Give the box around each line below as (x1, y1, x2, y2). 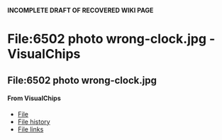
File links (17, 124, 44, 134)
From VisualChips (7, 94, 62, 102)
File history (17, 117, 51, 126)
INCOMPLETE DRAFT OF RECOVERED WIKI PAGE (7, 6, 154, 14)
